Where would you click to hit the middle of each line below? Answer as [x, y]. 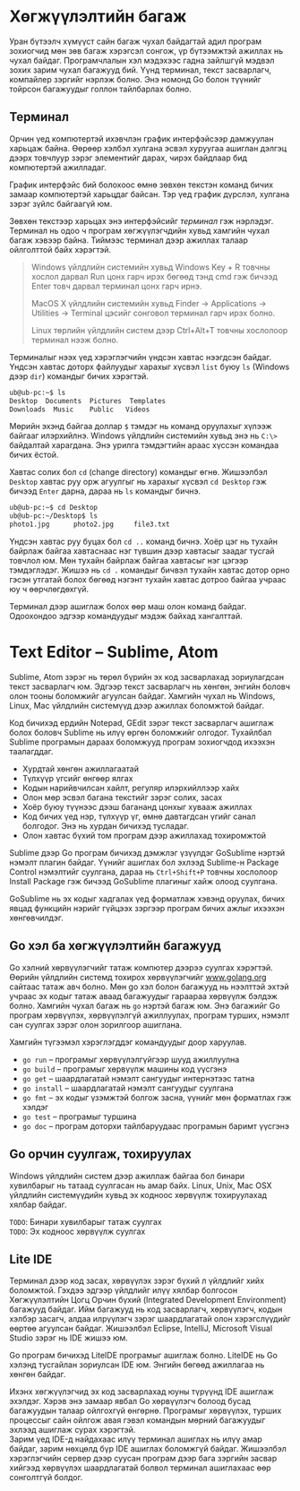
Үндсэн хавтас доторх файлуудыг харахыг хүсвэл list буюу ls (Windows [150, 366]
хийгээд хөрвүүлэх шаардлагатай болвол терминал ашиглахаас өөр [140, 1468]
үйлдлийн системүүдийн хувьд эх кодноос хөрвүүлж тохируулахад [138, 1194]
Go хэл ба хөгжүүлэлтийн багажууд [115, 946]
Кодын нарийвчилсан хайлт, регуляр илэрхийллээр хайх [131, 788]
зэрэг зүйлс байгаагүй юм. [61, 203]
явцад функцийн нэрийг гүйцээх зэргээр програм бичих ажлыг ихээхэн [147, 908]
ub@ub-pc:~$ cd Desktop [54, 508]
